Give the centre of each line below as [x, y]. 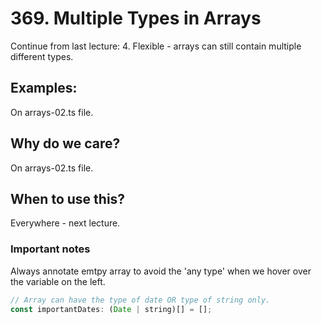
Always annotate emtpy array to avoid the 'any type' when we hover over [161, 271]
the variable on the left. [58, 281]
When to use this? [68, 198]
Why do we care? [65, 143]
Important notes [50, 249]
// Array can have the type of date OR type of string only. [140, 300]
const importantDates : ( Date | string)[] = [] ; [111, 309]
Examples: [44, 88]
